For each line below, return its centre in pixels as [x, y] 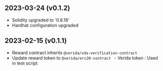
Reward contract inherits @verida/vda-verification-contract [75, 53]
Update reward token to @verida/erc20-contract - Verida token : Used [85, 58]
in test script [25, 63]
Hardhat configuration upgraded [45, 25]
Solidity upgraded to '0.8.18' [41, 20]
